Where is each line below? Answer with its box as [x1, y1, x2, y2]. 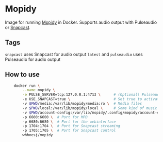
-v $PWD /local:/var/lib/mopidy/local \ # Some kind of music [22, 105, 158, 111]
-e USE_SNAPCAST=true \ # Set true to [22, 97, 142, 102]
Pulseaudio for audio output [5, 57, 61, 62]
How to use [5, 71, 40, 79]
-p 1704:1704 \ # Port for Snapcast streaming [22, 124, 120, 128]
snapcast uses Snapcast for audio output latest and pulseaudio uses [5, 51, 143, 57]
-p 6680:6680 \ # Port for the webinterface [22, 119, 116, 124]
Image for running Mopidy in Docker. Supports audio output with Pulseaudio [5, 19, 157, 25]
